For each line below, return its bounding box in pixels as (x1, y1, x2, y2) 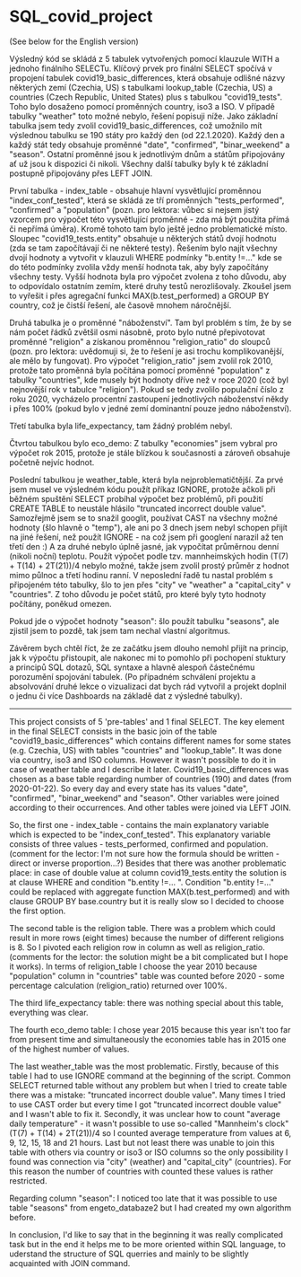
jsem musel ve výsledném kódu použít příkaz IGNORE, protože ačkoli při (9, 483, 276, 495)
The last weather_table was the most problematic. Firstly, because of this (9, 1061, 279, 1071)
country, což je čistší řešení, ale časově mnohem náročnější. (9, 299, 232, 311)
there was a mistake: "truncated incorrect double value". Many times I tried (9, 1089, 286, 1100)
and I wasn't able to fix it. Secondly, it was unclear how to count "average (9, 1108, 280, 1119)
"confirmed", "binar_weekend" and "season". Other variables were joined (9, 792, 279, 803)
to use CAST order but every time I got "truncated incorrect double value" (9, 1098, 282, 1110)
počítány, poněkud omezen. (9, 598, 112, 609)
